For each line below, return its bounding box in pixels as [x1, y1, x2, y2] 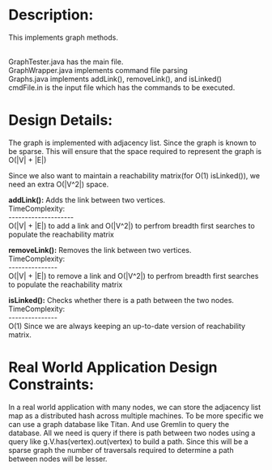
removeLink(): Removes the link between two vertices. [8, 245, 192, 254]
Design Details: [8, 111, 113, 130]
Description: [8, 6, 94, 24]
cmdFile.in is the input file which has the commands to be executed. [8, 83, 236, 92]
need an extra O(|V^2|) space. [8, 179, 109, 189]
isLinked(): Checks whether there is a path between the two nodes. [8, 295, 235, 305]
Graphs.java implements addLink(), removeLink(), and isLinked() [8, 74, 223, 83]
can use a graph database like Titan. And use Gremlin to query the [8, 419, 229, 429]
